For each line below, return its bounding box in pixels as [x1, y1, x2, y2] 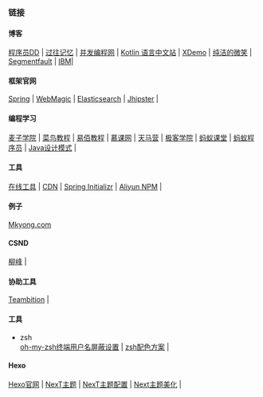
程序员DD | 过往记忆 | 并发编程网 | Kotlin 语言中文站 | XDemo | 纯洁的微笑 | [8, 48, 253, 58]
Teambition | [8, 295, 49, 304]
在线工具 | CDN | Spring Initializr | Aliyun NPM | [8, 181, 163, 191]
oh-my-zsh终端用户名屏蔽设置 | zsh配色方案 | [19, 342, 170, 351]
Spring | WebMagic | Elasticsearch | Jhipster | [8, 94, 159, 104]
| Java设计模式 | [23, 142, 77, 153]
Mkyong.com [8, 220, 52, 229]
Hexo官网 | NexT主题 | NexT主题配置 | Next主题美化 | [8, 379, 182, 389]
